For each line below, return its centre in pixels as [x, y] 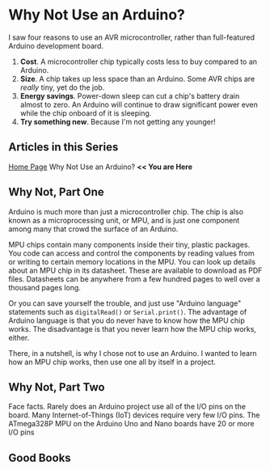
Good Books [40, 457]
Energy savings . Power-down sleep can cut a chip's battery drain [130, 95]
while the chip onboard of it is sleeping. [86, 113]
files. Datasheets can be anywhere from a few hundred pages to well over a [134, 279]
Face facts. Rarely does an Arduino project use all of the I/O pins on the [127, 407]
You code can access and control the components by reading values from [131, 253]
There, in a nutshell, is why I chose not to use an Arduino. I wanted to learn [133, 353]
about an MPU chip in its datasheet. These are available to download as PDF [135, 270]
